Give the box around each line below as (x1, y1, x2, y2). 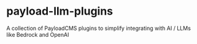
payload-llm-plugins (6, 4, 114, 18)
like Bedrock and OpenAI (6, 31, 69, 38)
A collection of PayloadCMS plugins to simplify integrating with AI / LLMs (6, 24, 191, 32)
